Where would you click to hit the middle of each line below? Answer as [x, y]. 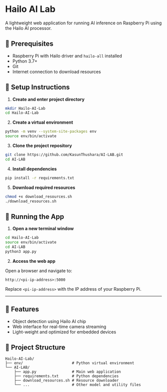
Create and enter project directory [48, 99]
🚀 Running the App [35, 216]
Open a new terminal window [43, 229]
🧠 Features [22, 309]
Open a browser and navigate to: [39, 271]
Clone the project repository [42, 146]
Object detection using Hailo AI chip [49, 321]
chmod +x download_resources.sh [39, 196]
